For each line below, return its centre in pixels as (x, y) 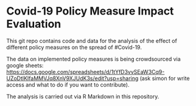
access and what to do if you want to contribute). (68, 84)
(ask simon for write (165, 78)
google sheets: (25, 65)
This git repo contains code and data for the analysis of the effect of (92, 41)
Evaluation (34, 24)
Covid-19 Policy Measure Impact (90, 11)
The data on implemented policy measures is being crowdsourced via (93, 59)
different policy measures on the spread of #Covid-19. (74, 47)
